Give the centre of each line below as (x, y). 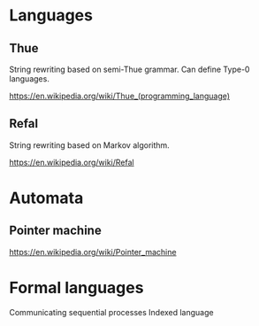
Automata (46, 198)
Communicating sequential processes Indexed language (111, 312)
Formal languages (76, 288)
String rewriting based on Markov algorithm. (89, 145)
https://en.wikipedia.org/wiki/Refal (72, 162)
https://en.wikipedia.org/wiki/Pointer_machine (93, 252)
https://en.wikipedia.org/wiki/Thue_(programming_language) (120, 96)
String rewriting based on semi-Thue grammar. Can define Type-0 (129, 69)
